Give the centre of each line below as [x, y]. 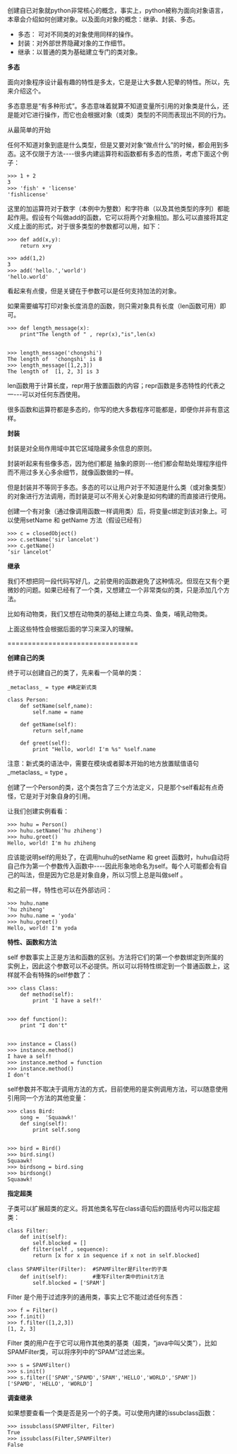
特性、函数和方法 [32, 942]
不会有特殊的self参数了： [56, 975]
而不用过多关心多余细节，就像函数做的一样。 [72, 472]
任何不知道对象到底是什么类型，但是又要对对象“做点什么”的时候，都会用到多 [118, 145]
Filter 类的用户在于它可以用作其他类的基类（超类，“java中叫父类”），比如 [112, 1343]
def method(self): [47, 995]
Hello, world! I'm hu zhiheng [52, 843]
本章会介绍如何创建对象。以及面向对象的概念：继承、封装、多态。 [103, 19]
